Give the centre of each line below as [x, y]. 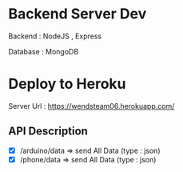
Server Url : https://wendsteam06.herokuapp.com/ [91, 106]
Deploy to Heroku [67, 84]
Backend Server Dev [78, 14]
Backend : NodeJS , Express [55, 36]
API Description [48, 132]
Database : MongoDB [44, 51]
